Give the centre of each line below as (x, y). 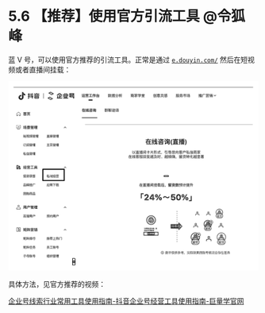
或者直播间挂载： (43, 69)
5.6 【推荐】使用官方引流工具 (104, 16)
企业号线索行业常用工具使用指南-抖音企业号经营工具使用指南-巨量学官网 (126, 301)
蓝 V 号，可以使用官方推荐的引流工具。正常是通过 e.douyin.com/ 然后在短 (128, 60)
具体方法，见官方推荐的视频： (57, 284)
